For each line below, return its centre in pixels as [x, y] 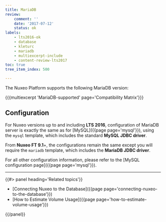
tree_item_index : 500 [27, 70]
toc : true [15, 65]
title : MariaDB [21, 10]
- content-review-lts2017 [41, 60]
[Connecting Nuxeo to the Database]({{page [57, 189]
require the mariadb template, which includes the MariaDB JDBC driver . [78, 150]
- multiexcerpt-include [39, 56]
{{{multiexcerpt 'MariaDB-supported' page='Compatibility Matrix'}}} [75, 97]
